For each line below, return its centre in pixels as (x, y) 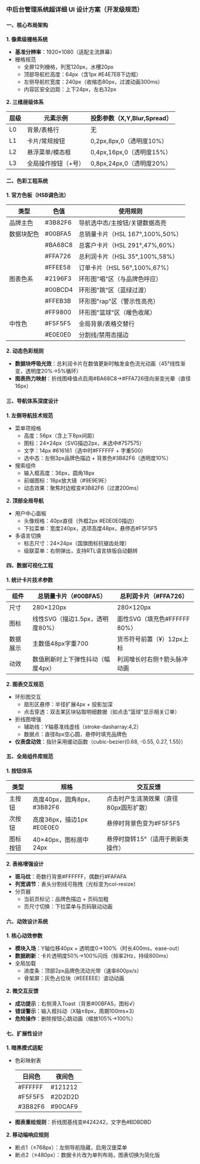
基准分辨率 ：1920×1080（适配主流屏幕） (65, 52)
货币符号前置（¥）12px (150, 639)
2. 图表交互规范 (25, 684)
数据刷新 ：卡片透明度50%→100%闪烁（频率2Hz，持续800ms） (93, 956)
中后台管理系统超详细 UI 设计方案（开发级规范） (75, 9)
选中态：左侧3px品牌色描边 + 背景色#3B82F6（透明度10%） (98, 458)
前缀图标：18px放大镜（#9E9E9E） (67, 480)
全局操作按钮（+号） (56, 164)
